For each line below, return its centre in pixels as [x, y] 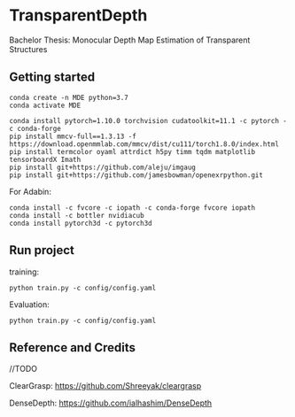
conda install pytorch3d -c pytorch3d [81, 223]
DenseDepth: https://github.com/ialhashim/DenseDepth [111, 403]
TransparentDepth [78, 15]
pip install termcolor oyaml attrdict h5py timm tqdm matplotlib [132, 151]
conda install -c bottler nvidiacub [77, 215]
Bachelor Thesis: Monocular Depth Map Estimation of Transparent [130, 40]
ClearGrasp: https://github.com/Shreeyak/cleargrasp [105, 386]
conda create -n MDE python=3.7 [69, 97]
